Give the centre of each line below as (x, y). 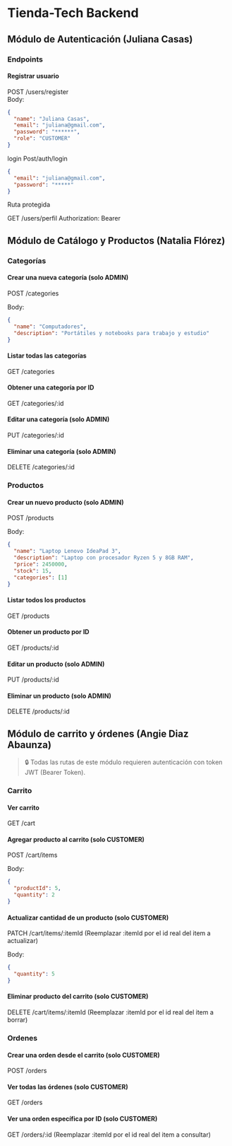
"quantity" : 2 (34, 895)
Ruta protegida (29, 205)
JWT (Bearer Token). (55, 773)
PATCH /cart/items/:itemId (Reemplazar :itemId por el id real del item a (109, 933)
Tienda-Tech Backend (73, 13)
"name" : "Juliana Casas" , (52, 119)
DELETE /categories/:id (41, 467)
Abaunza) (29, 745)
